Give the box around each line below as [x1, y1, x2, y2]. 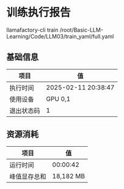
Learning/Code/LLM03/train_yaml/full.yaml [6, 32, 114, 40]
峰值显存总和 [9, 172, 47, 180]
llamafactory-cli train [6, 26, 59, 34]
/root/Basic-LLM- [59, 26, 104, 34]
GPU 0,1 [46, 94, 71, 103]
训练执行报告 [6, 6, 71, 20]
